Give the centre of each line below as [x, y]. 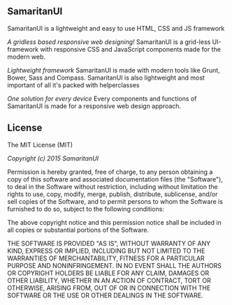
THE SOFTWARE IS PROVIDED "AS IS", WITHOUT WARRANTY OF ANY [109, 243]
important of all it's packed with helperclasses [73, 85]
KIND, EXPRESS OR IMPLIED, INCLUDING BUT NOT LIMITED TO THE [106, 251]
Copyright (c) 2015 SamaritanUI [53, 158]
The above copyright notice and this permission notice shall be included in [114, 222]
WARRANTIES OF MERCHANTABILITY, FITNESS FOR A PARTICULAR [106, 258]
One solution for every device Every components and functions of [102, 98]
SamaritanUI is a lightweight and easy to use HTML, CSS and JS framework [116, 28]
